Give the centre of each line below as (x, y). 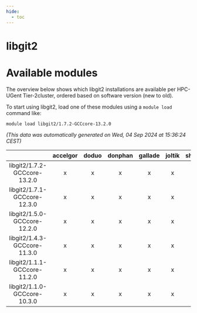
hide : (13, 11)
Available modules (52, 73)
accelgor (65, 155)
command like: (24, 113)
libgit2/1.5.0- (28, 214)
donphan (120, 155)
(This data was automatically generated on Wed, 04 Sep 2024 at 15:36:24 (96, 134)
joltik (173, 155)
